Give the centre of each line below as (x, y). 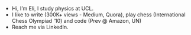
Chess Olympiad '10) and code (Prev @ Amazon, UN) (77, 21)
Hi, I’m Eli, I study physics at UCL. (53, 8)
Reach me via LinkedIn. (40, 27)
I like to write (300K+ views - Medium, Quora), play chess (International (98, 15)
